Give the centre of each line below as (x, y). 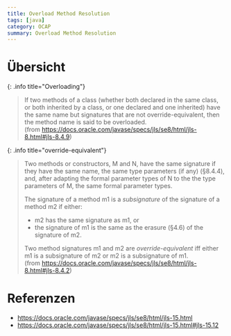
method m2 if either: (53, 207)
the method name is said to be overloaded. (85, 122)
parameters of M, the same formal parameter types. (98, 186)
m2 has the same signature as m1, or (87, 220)
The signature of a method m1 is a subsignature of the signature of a (122, 199)
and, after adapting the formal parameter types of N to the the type (120, 178)
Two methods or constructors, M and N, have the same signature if (120, 164)
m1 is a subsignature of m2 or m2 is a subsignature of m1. (106, 256)
